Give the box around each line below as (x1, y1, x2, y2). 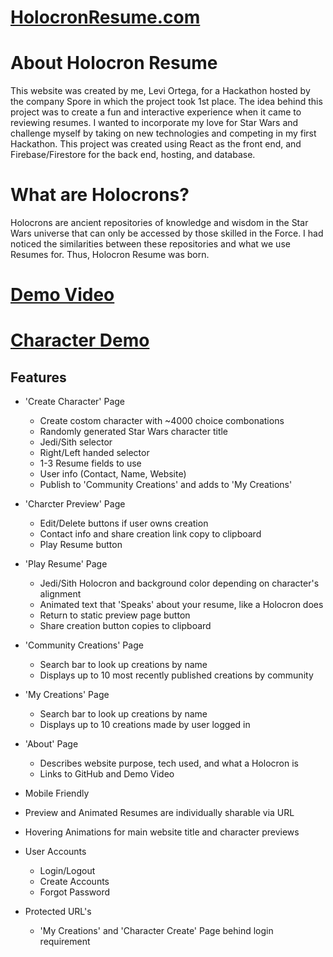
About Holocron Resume (10, 52, 218, 75)
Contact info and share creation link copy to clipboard (39, 528, 262, 540)
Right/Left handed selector (39, 447, 150, 459)
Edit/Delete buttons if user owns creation (39, 517, 209, 530)
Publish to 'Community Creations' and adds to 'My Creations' (39, 479, 293, 491)
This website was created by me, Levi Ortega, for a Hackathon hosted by (10, 85, 311, 97)
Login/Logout (39, 865, 96, 877)
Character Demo (10, 329, 150, 352)
